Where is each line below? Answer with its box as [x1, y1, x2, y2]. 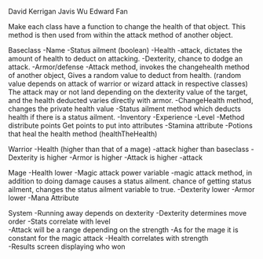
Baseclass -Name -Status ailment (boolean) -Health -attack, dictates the [8, 46, 243, 54]
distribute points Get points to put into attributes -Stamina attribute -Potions [8, 121, 253, 130]
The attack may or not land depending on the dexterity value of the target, [8, 87, 248, 97]
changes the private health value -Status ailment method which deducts [8, 104, 242, 113]
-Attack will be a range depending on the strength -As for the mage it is [8, 225, 239, 235]
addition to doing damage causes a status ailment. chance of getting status [8, 176, 252, 186]
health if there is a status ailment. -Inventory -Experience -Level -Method [8, 113, 245, 121]
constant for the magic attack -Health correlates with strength [8, 234, 209, 242]
